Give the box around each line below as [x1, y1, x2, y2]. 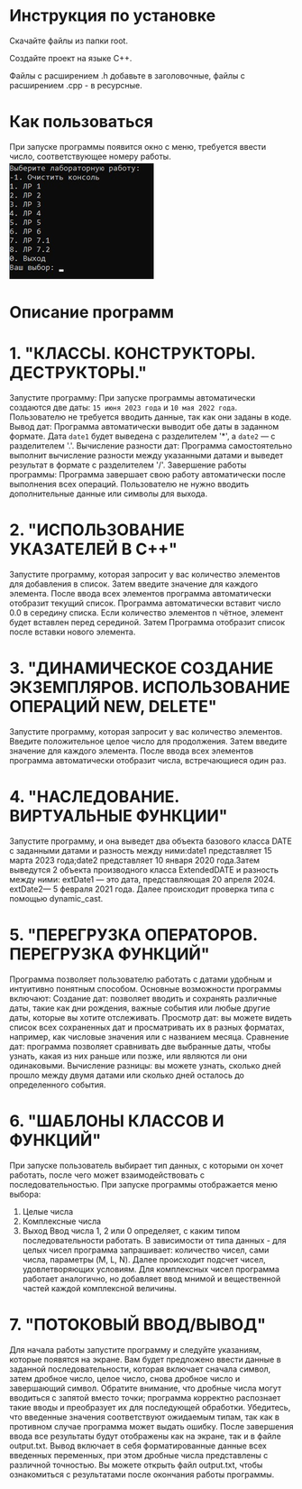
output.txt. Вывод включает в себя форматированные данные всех [9, 1440, 268, 1451]
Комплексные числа [22, 1216, 102, 1226]
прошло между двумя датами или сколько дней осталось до [9, 1069, 245, 1080]
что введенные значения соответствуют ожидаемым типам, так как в [9, 1411, 280, 1422]
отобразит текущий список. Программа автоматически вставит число [9, 597, 281, 608]
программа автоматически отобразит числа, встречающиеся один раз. [9, 754, 287, 765]
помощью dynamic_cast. [9, 892, 104, 903]
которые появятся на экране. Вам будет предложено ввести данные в [9, 1354, 281, 1364]
